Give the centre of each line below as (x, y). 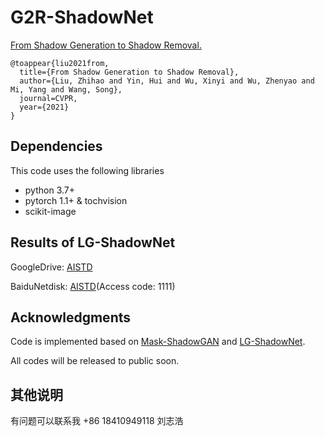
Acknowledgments (71, 317)
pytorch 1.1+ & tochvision (76, 200)
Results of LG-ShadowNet (93, 242)
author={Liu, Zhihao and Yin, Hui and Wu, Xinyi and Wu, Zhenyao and (167, 81)
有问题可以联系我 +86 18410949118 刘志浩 (97, 421)
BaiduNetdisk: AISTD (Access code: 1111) (93, 286)
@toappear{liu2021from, (60, 63)
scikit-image (50, 211)
